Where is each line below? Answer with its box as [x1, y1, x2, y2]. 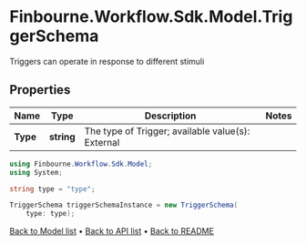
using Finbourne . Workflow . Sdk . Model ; [9, 159, 153, 168]
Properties [9, 82, 71, 97]
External [84, 136, 120, 148]
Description [144, 109, 197, 122]
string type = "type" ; [9, 184, 96, 193]
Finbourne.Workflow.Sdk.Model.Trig [9, 6, 293, 27]
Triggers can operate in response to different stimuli [9, 56, 205, 66]
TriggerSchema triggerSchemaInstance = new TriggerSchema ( [9, 200, 239, 210]
